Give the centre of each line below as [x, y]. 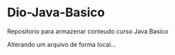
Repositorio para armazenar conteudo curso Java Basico [88, 31]
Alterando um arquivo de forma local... [62, 44]
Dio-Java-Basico [56, 13]
